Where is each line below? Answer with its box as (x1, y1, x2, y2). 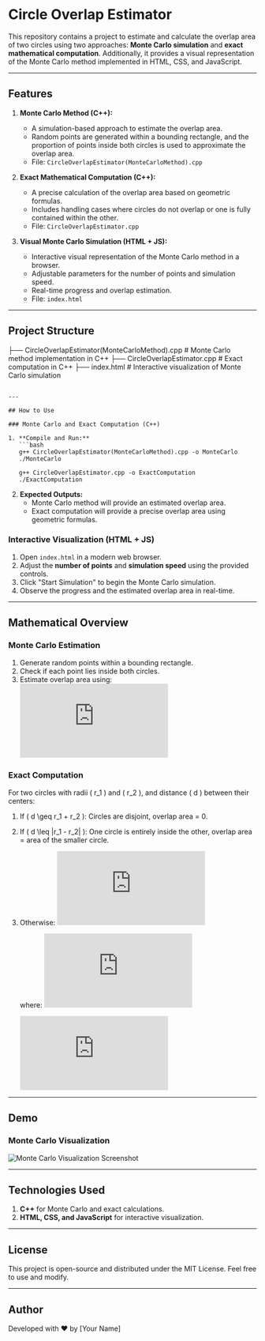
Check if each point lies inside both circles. (19, 666, 160, 676)
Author (8, 1302, 43, 1317)
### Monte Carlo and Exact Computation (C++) (8, 420, 160, 428)
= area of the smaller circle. (19, 835, 110, 845)
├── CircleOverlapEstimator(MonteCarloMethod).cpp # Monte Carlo (8, 345, 231, 355)
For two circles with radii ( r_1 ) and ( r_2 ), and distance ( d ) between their (8, 788, 250, 797)
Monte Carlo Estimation (8, 640, 101, 651)
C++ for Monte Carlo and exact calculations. (19, 1204, 165, 1214)
